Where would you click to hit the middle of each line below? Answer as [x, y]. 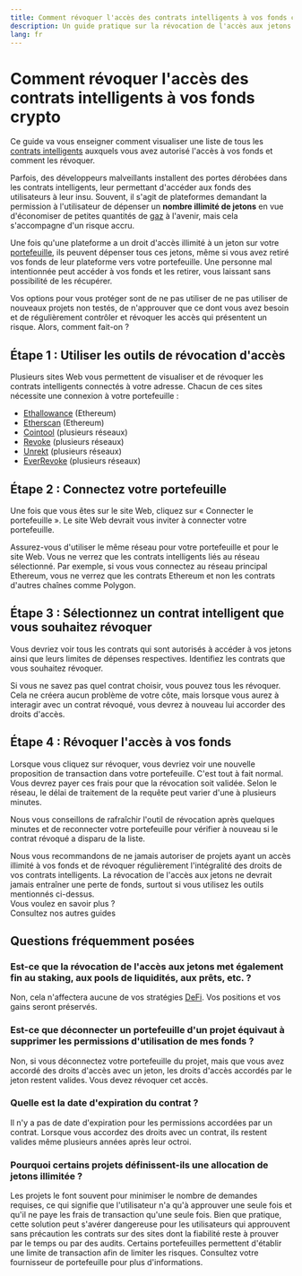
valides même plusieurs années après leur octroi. [101, 1141]
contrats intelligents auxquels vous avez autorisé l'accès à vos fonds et [142, 151]
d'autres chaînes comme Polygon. [73, 585]
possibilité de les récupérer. [61, 281]
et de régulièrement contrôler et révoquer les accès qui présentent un [138, 317]
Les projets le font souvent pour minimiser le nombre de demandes [134, 1196]
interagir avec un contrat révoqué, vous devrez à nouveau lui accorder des [148, 704]
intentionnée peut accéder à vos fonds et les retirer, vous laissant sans [141, 272]
